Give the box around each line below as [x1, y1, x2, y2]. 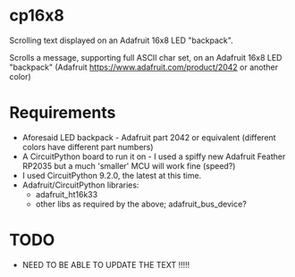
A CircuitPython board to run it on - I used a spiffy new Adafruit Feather [21, 151, 286, 162]
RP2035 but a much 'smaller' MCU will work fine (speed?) [21, 160, 236, 171]
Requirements [9, 103, 116, 123]
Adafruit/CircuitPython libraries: [21, 180, 139, 190]
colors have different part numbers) [21, 141, 154, 152]
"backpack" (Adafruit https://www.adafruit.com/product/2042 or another [9, 62, 279, 72]
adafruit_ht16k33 [35, 189, 98, 199]
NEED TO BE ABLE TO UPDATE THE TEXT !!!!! [21, 259, 190, 270]
